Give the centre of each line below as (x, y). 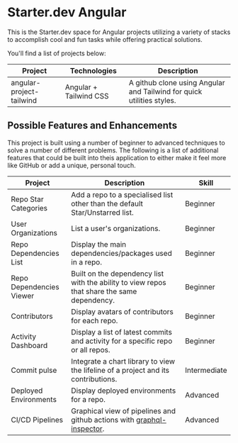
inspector (86, 428)
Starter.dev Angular (67, 12)
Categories (29, 208)
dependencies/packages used (121, 253)
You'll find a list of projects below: (57, 53)
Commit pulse (34, 370)
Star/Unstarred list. (102, 212)
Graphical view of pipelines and (123, 410)
